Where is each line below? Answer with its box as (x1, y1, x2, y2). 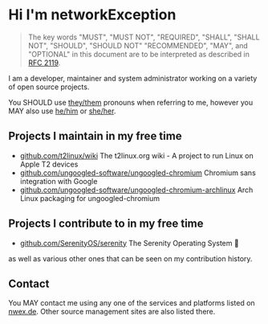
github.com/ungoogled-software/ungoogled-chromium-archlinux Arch (19, 185, 254, 195)
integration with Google (19, 176, 98, 186)
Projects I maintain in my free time (8, 129, 182, 143)
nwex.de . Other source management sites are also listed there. (8, 307, 216, 317)
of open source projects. (8, 82, 90, 92)
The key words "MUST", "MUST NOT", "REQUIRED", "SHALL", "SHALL (27, 32, 260, 42)
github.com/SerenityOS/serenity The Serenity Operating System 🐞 (19, 238, 239, 248)
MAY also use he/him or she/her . (8, 106, 116, 116)
